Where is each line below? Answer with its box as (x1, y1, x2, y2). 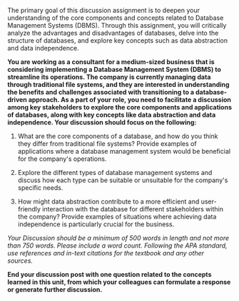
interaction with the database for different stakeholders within (42, 205, 223, 213)
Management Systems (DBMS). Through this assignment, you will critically (7, 21, 227, 29)
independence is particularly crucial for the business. (17, 220, 175, 228)
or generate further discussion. (7, 285, 103, 294)
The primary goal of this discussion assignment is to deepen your (7, 6, 200, 14)
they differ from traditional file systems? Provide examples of (17, 139, 198, 148)
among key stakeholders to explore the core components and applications (7, 103, 232, 111)
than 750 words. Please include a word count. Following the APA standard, (7, 241, 228, 250)
